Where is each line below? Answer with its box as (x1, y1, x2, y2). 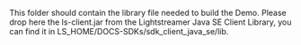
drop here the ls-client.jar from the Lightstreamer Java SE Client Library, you (9, 17, 292, 27)
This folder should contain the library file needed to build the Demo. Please (9, 8, 288, 18)
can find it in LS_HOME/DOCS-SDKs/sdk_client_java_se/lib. (9, 26, 229, 36)
